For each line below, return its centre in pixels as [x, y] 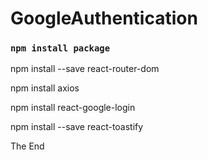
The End [27, 146]
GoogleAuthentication [104, 18]
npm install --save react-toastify [77, 127]
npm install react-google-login [73, 108]
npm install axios [45, 88]
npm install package [60, 48]
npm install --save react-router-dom [85, 69]
